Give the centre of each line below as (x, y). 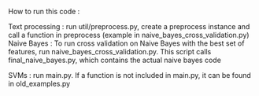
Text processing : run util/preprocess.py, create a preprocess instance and (129, 26)
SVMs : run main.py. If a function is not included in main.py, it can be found (130, 75)
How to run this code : (44, 11)
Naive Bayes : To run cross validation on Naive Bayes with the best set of (126, 43)
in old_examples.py (39, 83)
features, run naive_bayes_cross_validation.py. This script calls (110, 52)
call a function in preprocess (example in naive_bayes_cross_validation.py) (129, 35)
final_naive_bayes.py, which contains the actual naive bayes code (115, 60)
